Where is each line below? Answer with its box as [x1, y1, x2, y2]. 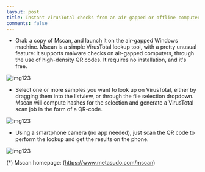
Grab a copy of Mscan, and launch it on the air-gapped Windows [15, 37, 178, 44]
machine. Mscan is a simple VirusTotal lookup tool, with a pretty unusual [15, 43, 197, 50]
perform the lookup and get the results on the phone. [15, 136, 149, 143]
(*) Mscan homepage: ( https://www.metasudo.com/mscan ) [6, 159, 156, 167]
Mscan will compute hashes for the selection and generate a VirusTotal [15, 99, 194, 106]
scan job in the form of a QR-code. [15, 106, 103, 113]
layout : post [6, 9, 40, 15]
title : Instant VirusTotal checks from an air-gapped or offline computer [6, 15, 201, 21]
